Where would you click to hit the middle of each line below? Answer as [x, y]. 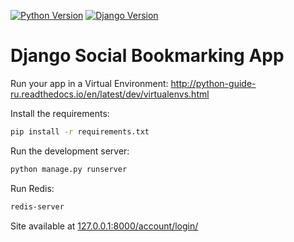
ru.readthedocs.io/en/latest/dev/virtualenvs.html [110, 94]
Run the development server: [70, 151]
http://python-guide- [213, 83]
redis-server [37, 206]
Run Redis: [32, 188]
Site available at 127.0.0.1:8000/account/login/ [104, 226]
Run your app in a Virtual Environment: [89, 83]
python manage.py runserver [69, 169]
